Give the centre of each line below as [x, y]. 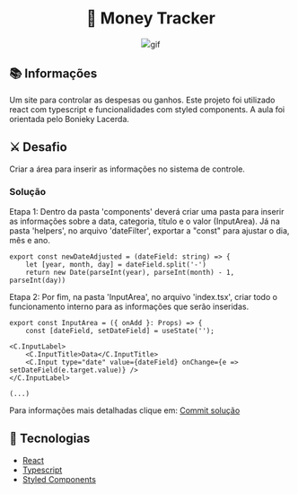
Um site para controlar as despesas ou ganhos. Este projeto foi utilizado [142, 100]
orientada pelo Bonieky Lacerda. [70, 119]
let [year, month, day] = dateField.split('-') [116, 264]
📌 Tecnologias [50, 439]
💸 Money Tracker [151, 18]
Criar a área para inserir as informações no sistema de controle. [127, 169]
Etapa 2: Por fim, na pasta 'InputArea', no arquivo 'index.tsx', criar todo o [144, 296]
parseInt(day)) [38, 280]
